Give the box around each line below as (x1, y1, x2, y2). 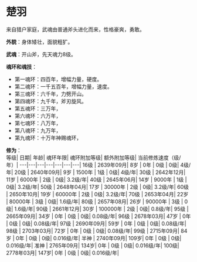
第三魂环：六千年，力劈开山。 (14, 90, 87, 97)
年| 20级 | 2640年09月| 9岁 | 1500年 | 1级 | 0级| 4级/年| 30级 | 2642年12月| (6, 168, 186, 176)
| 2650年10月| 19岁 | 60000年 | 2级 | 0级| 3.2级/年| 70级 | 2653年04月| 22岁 (6, 190, 189, 198)
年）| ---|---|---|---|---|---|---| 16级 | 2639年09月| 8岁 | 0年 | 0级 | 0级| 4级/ (6, 161, 191, 168)
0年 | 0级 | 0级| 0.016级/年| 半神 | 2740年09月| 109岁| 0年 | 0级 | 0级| (15, 234, 182, 241)
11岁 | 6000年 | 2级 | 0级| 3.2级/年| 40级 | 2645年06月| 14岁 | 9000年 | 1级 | (6, 176, 188, 183)
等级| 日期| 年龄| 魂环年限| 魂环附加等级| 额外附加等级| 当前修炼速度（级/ (6, 154, 181, 161)
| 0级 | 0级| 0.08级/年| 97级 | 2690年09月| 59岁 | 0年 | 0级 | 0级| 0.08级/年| (6, 220, 186, 227)
